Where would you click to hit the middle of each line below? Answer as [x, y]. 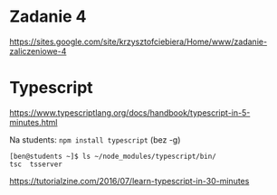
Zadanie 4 [48, 17]
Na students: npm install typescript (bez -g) [95, 139]
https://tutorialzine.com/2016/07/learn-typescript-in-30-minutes [129, 181]
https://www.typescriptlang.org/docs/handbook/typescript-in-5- [130, 112]
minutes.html [33, 122]
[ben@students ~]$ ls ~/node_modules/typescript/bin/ [113, 156]
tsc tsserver [36, 164]
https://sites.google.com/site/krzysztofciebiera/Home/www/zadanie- [138, 42]
